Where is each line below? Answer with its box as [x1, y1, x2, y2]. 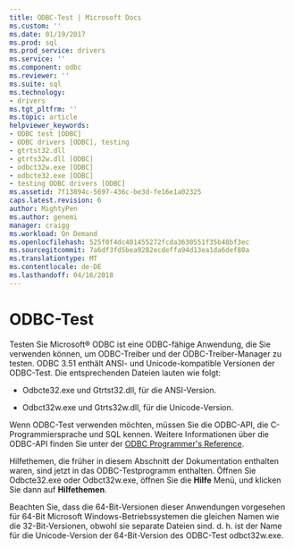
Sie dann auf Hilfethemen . [9, 484, 107, 494]
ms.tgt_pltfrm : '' [9, 105, 78, 114]
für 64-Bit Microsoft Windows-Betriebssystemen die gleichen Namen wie [9, 510, 280, 521]
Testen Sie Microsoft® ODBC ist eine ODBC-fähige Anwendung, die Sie [9, 339, 271, 350]
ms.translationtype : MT [9, 254, 98, 264]
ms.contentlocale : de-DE [9, 263, 102, 272]
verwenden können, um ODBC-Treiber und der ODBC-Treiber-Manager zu [9, 348, 282, 358]
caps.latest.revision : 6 [9, 196, 102, 206]
